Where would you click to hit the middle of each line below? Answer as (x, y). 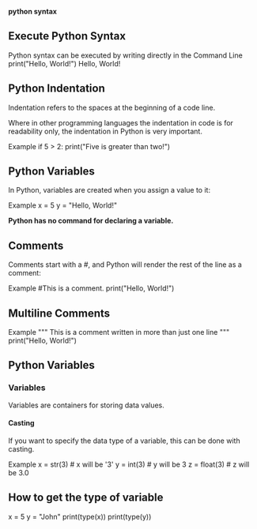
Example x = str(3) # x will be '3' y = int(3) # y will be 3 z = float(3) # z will (129, 464)
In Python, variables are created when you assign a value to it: (110, 190)
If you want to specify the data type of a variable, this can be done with (124, 441)
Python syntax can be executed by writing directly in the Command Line (125, 55)
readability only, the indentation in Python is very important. (106, 131)
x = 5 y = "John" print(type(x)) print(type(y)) (80, 516)
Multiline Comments (59, 313)
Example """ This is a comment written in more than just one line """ (119, 332)
